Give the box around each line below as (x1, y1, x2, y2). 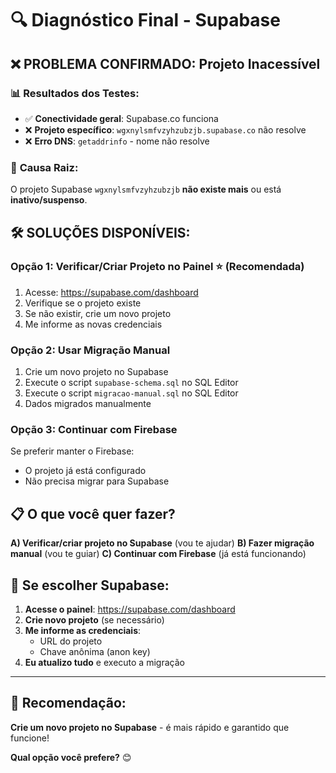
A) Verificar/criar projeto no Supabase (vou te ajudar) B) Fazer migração (10, 537, 315, 549)
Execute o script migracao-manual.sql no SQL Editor (24, 387, 239, 399)
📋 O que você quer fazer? (10, 505, 176, 522)
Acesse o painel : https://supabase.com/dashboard (24, 603, 236, 616)
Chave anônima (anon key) (39, 646, 151, 658)
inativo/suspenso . (10, 194, 88, 206)
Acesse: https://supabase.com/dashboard (24, 286, 199, 298)
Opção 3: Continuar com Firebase (10, 423, 178, 437)
